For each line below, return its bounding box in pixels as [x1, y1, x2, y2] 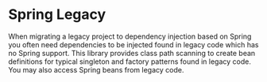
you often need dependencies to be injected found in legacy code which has [8, 39, 259, 49]
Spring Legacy [8, 6, 106, 24]
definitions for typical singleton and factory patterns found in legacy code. [8, 57, 252, 66]
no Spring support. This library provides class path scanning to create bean [8, 48, 256, 58]
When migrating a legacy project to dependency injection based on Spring [8, 32, 252, 41]
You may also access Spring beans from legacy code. [8, 65, 184, 74]
